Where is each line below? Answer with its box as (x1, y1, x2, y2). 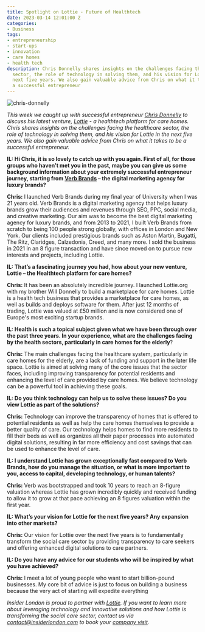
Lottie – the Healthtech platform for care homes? (7, 269, 133, 277)
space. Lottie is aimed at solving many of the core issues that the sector (7, 363, 187, 371)
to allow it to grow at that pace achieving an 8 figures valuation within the (7, 495, 190, 502)
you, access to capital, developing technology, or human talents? (7, 470, 176, 477)
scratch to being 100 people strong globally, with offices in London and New (7, 225, 198, 232)
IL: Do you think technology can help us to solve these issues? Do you (7, 394, 187, 402)
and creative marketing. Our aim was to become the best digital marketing (7, 213, 193, 219)
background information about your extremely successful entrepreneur (7, 168, 192, 176)
